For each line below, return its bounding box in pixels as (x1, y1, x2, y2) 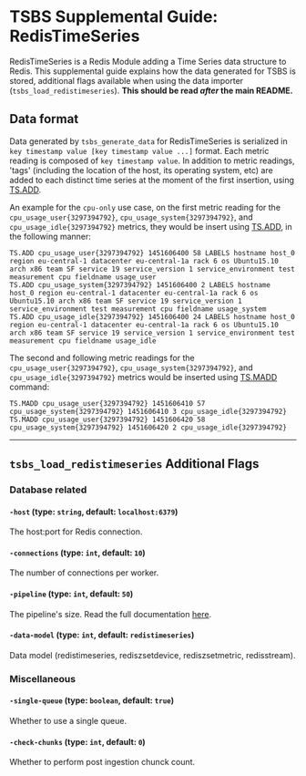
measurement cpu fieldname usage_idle (9, 336, 157, 346)
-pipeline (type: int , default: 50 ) (9, 588, 134, 599)
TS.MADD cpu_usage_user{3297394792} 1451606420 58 (9, 415, 206, 424)
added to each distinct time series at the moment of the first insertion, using (9, 174, 294, 185)
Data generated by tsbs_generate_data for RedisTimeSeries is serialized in (9, 135, 289, 147)
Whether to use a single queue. (9, 716, 127, 726)
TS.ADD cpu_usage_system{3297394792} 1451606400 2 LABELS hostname (9, 280, 271, 289)
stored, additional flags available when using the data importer (9, 75, 244, 86)
